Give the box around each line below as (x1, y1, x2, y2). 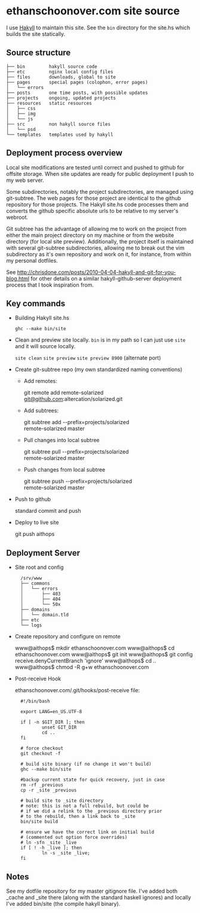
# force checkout (20, 745, 64, 751)
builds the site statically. (6, 30, 66, 37)
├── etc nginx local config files (6, 69, 113, 75)
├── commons (20, 580, 50, 587)
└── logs (20, 622, 42, 629)
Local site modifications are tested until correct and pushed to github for (6, 163, 184, 171)
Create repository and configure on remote (14, 633, 121, 640)
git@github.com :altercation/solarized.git (23, 395, 123, 403)
